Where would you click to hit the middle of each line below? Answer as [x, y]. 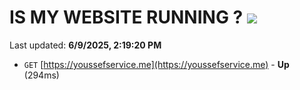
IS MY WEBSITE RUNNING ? [126, 17]
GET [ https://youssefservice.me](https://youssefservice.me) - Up [156, 64]
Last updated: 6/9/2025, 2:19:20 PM [85, 45]
